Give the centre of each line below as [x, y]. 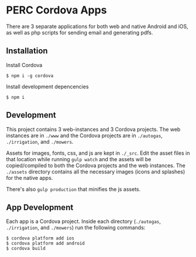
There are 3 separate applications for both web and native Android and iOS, [97, 26]
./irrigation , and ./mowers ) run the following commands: [76, 228]
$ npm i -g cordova [30, 76]
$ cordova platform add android [45, 244]
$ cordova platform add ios [40, 238]
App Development [40, 207]
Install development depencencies [47, 86]
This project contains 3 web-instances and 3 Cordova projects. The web [93, 129]
